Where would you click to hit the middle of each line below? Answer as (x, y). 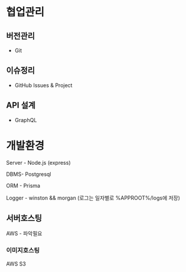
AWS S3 (16, 264)
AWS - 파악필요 (24, 233)
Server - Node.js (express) (38, 162)
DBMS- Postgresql (29, 174)
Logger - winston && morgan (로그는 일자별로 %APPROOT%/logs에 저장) (93, 198)
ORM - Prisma (23, 185)
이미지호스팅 (23, 251)
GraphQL (26, 120)
